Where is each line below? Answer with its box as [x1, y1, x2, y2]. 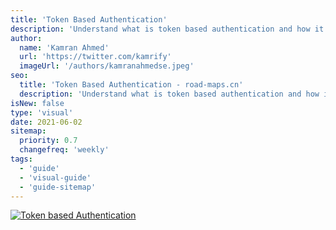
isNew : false [10, 98, 65, 108]
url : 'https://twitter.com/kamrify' [19, 52, 172, 62]
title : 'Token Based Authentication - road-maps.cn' [19, 80, 244, 90]
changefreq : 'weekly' [19, 145, 110, 155]
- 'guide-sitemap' [19, 182, 97, 192]
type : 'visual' [10, 107, 74, 118]
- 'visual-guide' [19, 172, 92, 183]
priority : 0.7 [19, 136, 78, 146]
